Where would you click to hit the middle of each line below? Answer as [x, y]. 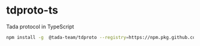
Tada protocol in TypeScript [40, 27]
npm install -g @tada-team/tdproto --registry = [68, 37]
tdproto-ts [32, 10]
